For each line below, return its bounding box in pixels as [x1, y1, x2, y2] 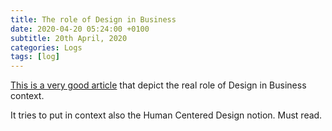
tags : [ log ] [10, 52, 60, 62]
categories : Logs [10, 42, 83, 53]
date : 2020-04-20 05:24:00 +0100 [10, 24, 150, 34]
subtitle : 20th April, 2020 [10, 33, 128, 43]
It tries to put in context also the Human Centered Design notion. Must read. [10, 109, 323, 121]
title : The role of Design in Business [10, 14, 177, 25]
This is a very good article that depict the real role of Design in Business [10, 79, 307, 91]
